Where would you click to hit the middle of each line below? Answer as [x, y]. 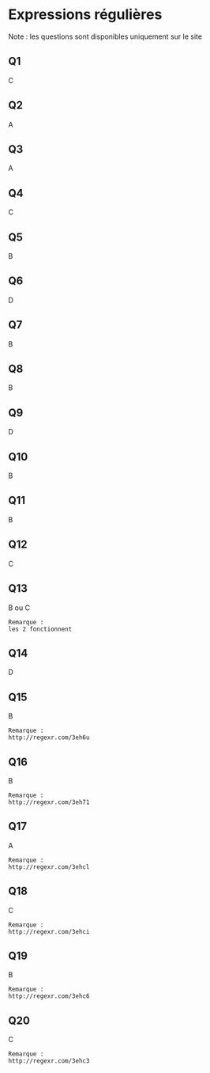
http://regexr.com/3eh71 [49, 802]
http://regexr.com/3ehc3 [49, 1061]
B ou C [19, 608]
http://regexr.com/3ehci [49, 931]
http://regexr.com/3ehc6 [49, 996]
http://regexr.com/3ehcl [49, 867]
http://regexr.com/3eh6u [49, 737]
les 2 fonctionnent [40, 629]
